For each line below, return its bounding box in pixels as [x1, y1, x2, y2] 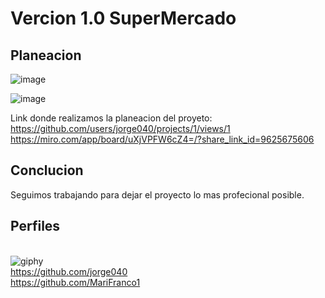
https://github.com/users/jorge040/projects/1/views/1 [10, 123, 231, 134]
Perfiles [10, 218, 61, 235]
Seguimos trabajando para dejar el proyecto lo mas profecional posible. [10, 188, 305, 201]
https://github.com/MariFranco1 [10, 276, 141, 288]
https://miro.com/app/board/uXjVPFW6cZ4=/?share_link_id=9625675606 [10, 133, 315, 145]
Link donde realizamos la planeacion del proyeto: [10, 112, 213, 124]
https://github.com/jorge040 [10, 265, 128, 277]
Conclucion [10, 162, 84, 179]
